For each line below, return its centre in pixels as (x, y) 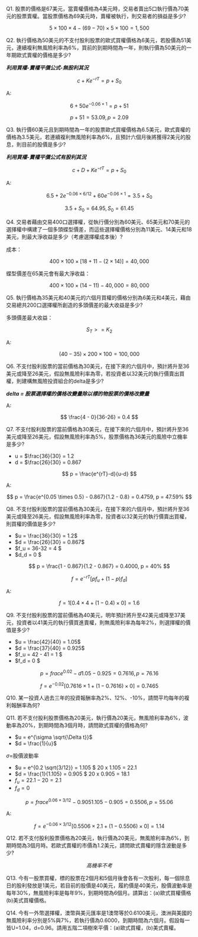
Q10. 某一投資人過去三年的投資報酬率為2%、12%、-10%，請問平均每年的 (95, 698)
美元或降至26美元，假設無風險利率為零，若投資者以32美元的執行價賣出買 (95, 373)
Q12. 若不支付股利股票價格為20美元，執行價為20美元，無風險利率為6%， (95, 838)
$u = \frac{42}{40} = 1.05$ (48, 642)
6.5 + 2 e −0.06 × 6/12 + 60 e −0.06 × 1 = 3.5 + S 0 (99, 196)
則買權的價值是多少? (31, 523)
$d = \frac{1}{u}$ (36, 744)
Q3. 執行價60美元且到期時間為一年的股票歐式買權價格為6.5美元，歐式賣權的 (98, 130)
